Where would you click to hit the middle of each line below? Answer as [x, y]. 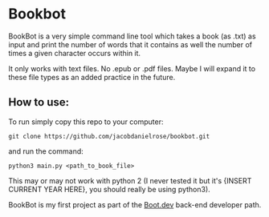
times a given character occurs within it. [75, 53]
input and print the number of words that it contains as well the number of [130, 44]
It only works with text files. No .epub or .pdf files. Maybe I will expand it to [132, 68]
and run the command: [46, 151]
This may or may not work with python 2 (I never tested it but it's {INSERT [130, 180]
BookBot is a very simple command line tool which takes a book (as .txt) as [132, 36]
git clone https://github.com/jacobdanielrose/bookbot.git [109, 136]
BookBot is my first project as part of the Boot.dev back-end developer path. [135, 204]
